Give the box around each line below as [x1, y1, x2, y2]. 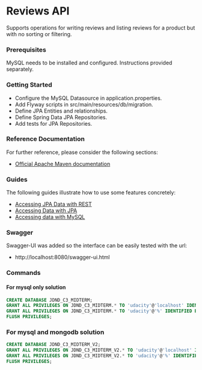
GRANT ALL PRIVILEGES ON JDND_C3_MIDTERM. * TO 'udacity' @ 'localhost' [6, 303, 185, 309]
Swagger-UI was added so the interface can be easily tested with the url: [6, 242, 188, 249]
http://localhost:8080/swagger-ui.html [14, 254, 110, 261]
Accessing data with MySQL [14, 214, 85, 221]
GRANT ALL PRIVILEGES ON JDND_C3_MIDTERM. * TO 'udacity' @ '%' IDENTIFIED [6, 308, 192, 314]
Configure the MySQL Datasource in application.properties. [14, 94, 162, 102]
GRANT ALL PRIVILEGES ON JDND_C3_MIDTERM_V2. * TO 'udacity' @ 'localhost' [6, 347, 192, 353]
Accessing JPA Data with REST [14, 200, 92, 208]
